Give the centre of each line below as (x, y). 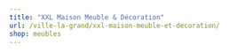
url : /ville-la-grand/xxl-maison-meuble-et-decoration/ (114, 26)
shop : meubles (36, 33)
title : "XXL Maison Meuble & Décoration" (87, 17)
